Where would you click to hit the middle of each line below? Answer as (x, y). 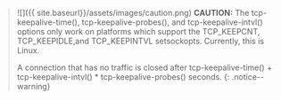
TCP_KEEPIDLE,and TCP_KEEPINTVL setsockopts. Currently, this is (140, 41)
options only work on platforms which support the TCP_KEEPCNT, (138, 31)
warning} (33, 86)
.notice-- (248, 77)
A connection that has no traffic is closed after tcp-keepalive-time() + (145, 67)
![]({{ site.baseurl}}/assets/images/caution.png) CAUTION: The (133, 13)
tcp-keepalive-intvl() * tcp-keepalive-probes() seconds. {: (123, 77)
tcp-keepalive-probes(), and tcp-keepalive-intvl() (173, 22)
